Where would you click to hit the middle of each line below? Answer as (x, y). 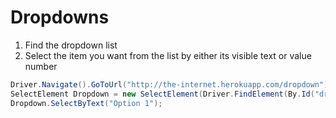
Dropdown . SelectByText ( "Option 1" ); (86, 103)
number (41, 66)
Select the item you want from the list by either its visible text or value (168, 55)
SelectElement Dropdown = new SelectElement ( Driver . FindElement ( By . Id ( (162, 94)
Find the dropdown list (71, 45)
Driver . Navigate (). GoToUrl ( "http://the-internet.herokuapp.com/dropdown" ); (171, 84)
